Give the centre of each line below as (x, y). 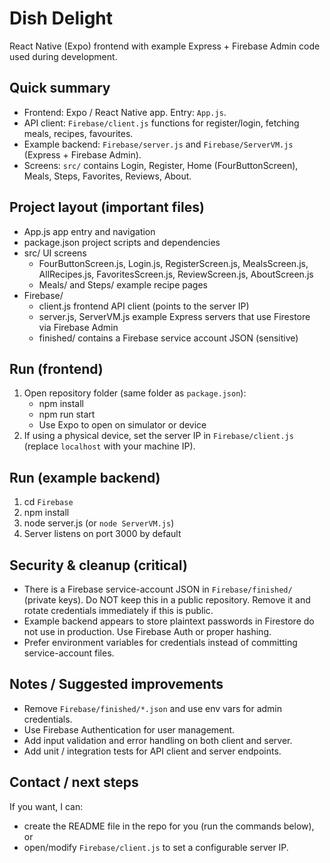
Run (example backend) (85, 477)
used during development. (63, 56)
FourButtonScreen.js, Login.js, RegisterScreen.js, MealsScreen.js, (173, 263)
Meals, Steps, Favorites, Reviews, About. (107, 176)
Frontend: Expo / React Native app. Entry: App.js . (125, 112)
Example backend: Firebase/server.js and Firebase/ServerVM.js (158, 144)
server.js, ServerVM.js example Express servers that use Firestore (174, 316)
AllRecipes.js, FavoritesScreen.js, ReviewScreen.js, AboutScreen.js (176, 274)
